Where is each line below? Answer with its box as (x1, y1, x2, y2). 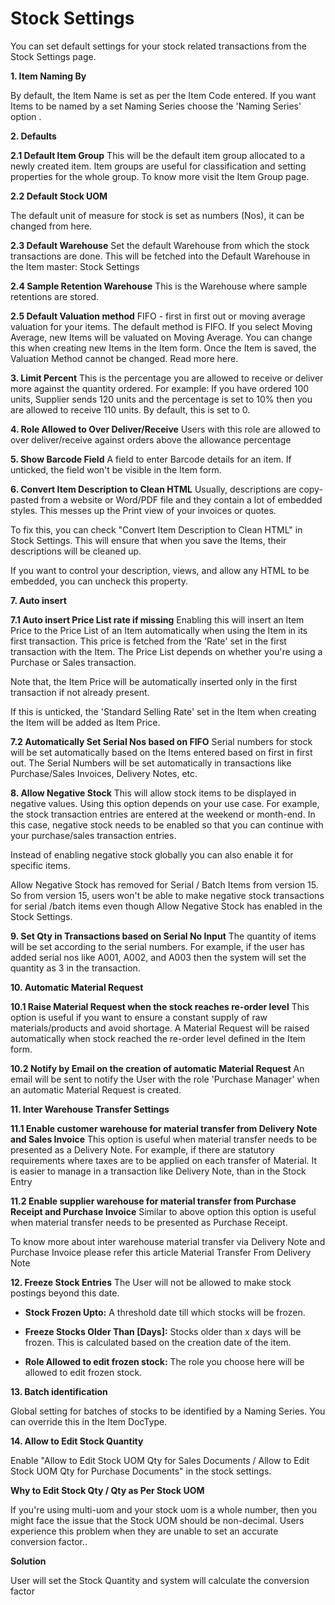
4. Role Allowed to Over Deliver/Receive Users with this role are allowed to (10, 423, 322, 435)
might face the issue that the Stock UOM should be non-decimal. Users (10, 1514, 305, 1526)
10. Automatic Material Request (10, 981, 144, 993)
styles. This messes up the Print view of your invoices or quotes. (10, 504, 277, 516)
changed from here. (10, 220, 93, 232)
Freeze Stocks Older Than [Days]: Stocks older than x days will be (24, 1325, 302, 1337)
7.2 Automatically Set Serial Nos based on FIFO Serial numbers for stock (10, 735, 313, 747)
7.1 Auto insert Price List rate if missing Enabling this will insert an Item (10, 613, 305, 626)
